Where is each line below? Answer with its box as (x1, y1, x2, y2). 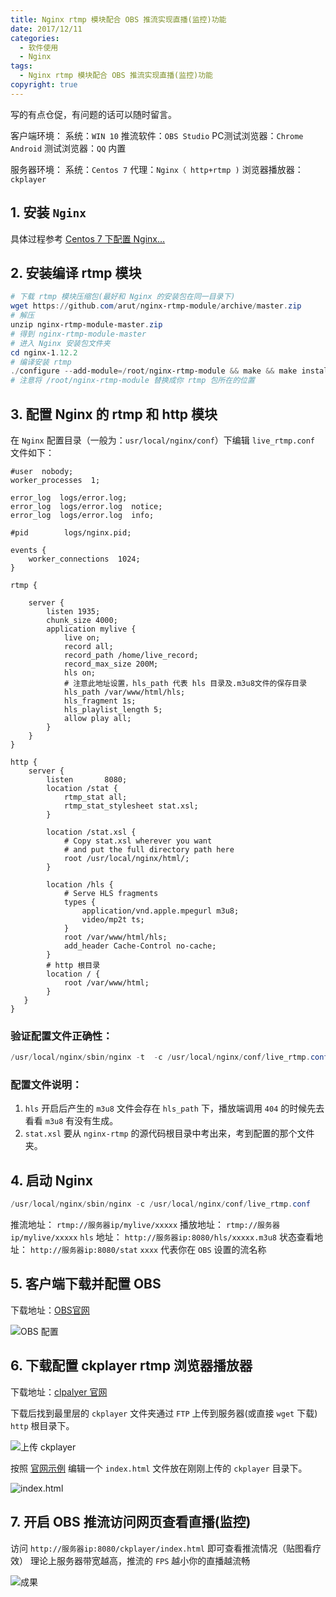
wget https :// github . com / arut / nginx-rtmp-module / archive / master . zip (10, 301, 302, 311)
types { (63, 897, 97, 907)
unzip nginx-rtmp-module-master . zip (10, 320, 163, 330)
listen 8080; (46, 774, 128, 785)
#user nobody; (10, 466, 74, 476)
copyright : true (10, 80, 78, 90)
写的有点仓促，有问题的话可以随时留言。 (10, 108, 177, 120)
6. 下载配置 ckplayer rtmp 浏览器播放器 (10, 1357, 253, 1375)
